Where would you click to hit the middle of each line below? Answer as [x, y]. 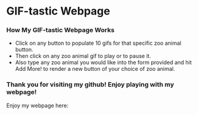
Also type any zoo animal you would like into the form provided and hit [103, 62]
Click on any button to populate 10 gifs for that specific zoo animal [98, 43]
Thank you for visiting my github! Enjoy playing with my [90, 85]
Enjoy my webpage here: [37, 105]
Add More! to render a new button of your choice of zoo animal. [95, 69]
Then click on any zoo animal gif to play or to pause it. [83, 56]
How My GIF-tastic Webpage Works [60, 30]
